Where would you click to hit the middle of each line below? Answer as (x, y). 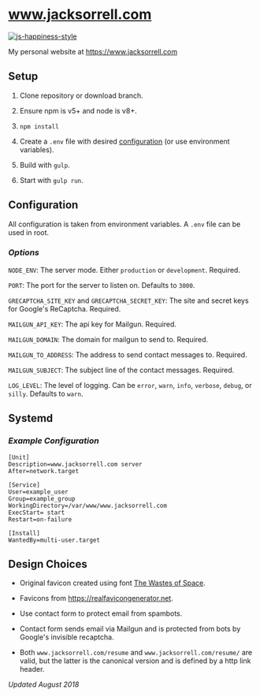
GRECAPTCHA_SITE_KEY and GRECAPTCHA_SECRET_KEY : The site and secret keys (129, 300)
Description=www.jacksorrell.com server (76, 464)
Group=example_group (42, 498)
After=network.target (44, 471)
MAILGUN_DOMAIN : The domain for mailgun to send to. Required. (108, 339)
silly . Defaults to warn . (46, 393)
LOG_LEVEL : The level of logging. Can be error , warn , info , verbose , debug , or (130, 385)
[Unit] (19, 457)
